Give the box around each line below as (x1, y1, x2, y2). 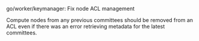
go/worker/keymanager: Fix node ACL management (6, 5, 134, 12)
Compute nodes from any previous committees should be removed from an (6, 17, 194, 23)
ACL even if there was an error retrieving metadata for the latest (6, 23, 165, 30)
